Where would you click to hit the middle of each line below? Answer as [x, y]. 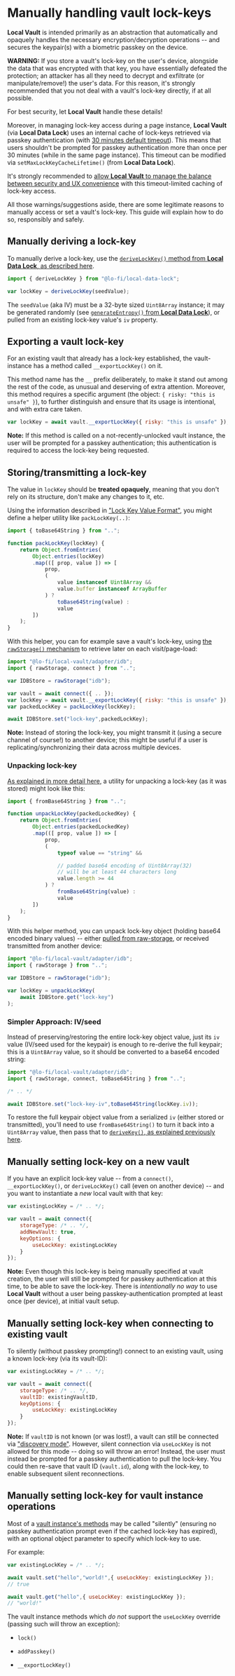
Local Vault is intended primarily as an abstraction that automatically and [113, 32]
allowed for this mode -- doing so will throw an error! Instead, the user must [116, 1452]
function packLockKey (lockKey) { [56, 543]
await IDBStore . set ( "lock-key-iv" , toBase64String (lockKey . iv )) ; [103, 1104]
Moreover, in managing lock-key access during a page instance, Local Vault [117, 125]
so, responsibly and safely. [46, 219]
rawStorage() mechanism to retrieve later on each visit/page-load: [102, 649]
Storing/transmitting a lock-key [77, 472]
